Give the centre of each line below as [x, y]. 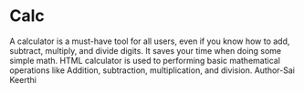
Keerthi [23, 79]
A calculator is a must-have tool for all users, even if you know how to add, [150, 41]
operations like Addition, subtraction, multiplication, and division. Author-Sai [152, 70]
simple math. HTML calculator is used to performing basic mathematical [145, 60]
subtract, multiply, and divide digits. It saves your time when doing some [146, 50]
